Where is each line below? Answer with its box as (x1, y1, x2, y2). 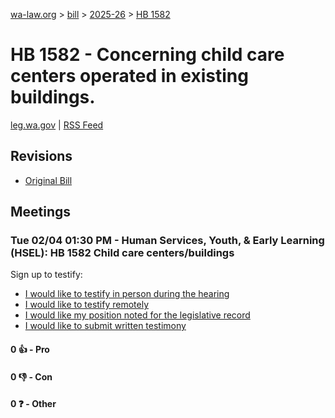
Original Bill (24, 174, 73, 186)
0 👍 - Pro (10, 344, 50, 356)
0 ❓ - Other (10, 398, 57, 410)
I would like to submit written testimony (24, 320, 187, 332)
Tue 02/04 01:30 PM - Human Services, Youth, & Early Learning (10, 234, 325, 248)
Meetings (10, 204, 72, 221)
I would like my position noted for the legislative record (24, 309, 251, 321)
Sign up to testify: (10, 269, 83, 281)
